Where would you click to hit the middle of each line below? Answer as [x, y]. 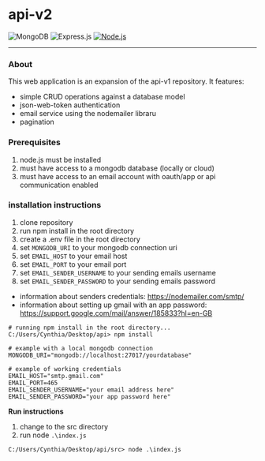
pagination [37, 122]
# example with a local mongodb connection [81, 348]
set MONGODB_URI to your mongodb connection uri [98, 247]
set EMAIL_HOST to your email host [73, 256]
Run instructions [36, 411]
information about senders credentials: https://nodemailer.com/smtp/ [132, 296]
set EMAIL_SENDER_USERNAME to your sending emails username [118, 272]
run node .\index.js [53, 435]
